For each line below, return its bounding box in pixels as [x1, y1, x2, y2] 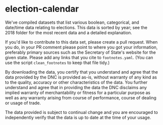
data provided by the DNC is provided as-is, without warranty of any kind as [5, 74, 157, 80]
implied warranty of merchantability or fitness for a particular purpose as [5, 90, 150, 95]
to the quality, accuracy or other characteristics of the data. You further [5, 79, 148, 85]
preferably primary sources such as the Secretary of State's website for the [5, 49, 156, 55]
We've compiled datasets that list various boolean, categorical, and [5, 19, 139, 25]
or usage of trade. [5, 100, 41, 106]
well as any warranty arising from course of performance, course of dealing [5, 94, 157, 100]
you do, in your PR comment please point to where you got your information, [5, 44, 158, 50]
